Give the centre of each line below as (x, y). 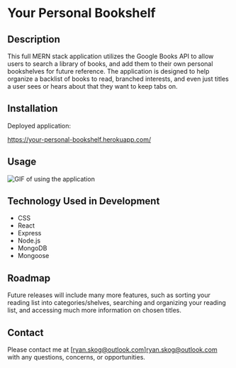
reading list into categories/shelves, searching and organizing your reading (117, 303)
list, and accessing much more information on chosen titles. (95, 311)
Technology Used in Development (84, 201)
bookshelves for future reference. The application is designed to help (108, 71)
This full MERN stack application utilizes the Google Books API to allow (111, 56)
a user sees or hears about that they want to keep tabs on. (93, 86)
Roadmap (29, 278)
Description (34, 39)
